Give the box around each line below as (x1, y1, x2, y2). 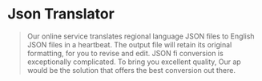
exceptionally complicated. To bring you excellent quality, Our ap (26, 57, 241, 67)
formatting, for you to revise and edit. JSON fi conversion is (26, 48, 224, 58)
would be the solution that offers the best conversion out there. (26, 65, 236, 75)
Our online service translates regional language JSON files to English (26, 31, 255, 41)
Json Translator (7, 5, 115, 23)
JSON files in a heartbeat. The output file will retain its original (26, 39, 232, 49)
